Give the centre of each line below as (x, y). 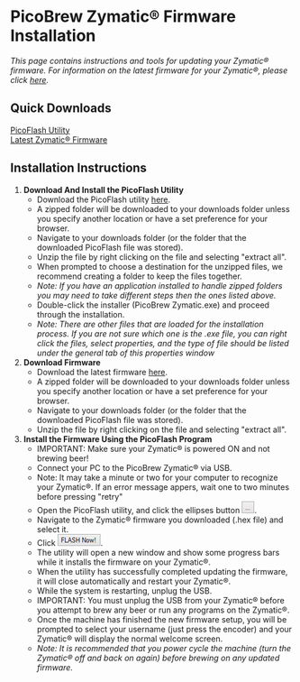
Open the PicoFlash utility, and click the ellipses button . (147, 510)
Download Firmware (62, 362)
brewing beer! (63, 458)
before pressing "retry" (80, 496)
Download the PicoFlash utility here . (104, 199)
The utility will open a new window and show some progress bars (158, 552)
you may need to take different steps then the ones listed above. (156, 295)
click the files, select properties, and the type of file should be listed (163, 343)
